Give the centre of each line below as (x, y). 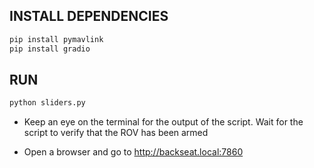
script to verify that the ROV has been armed (116, 133)
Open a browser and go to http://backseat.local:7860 (133, 152)
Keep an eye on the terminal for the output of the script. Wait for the (163, 122)
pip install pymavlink (56, 39)
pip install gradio (50, 49)
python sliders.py (47, 103)
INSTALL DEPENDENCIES (89, 16)
